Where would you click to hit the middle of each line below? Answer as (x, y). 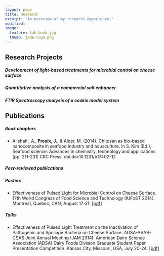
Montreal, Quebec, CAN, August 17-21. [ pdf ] (57, 204)
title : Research (22, 14)
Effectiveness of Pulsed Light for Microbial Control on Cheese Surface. (84, 193)
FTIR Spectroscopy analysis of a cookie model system (62, 100)
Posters (13, 180)
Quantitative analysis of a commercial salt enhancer (61, 88)
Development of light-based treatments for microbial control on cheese (80, 70)
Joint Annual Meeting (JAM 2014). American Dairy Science (85, 238)
